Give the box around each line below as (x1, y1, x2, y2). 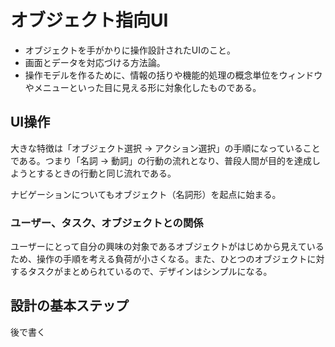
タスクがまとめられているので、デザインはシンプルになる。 (27, 266, 273, 278)
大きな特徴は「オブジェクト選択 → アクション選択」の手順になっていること (10, 142, 321, 154)
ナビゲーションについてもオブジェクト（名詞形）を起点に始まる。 (10, 188, 282, 200)
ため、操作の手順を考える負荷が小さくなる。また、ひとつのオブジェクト (10, 253, 308, 265)
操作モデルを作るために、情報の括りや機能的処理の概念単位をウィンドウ (24, 69, 323, 81)
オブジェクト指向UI (10, 9, 169, 32)
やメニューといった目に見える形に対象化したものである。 (24, 81, 262, 93)
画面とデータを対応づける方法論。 (24, 56, 166, 68)
